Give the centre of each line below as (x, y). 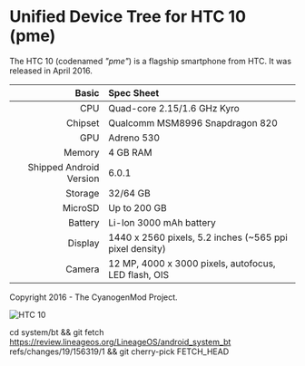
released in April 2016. (51, 71)
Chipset (83, 122)
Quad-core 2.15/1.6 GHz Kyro (174, 108)
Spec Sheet (134, 92)
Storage (83, 193)
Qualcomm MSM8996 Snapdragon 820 (193, 122)
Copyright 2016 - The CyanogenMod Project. (94, 297)
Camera (83, 269)
